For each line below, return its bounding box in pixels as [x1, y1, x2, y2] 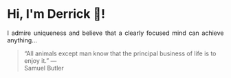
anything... [7, 36, 38, 44]
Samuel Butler [23, 64, 64, 72]
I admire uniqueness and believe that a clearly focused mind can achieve [7, 29, 224, 37]
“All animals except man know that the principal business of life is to [23, 49, 217, 57]
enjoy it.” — [23, 56, 57, 64]
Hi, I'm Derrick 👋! [7, 6, 105, 22]
